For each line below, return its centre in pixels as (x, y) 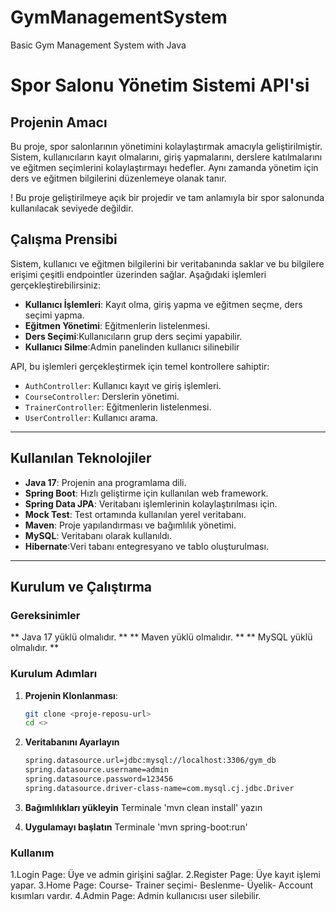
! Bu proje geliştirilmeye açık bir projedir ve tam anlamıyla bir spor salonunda (167, 197)
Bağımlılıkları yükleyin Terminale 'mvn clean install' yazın (143, 807)
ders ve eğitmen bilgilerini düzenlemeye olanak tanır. (118, 178)
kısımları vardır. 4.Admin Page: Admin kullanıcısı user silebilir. (136, 896)
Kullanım (32, 853)
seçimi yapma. (54, 315)
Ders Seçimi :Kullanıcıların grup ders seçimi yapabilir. (133, 336)
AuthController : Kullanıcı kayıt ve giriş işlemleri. (123, 385)
